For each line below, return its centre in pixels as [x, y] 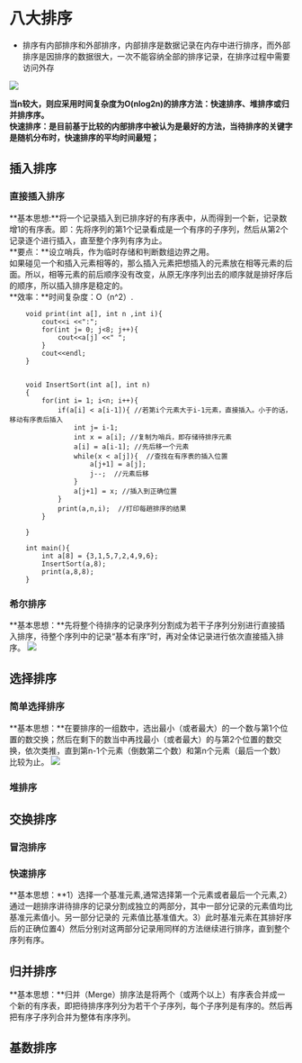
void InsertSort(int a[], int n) [88, 385]
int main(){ [48, 548]
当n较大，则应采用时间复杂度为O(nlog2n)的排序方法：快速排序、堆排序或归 [149, 104]
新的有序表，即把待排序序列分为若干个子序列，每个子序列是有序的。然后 [151, 1005]
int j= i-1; [96, 427]
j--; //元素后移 [120, 474]
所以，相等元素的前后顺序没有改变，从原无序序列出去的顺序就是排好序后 [159, 274]
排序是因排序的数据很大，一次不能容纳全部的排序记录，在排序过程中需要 [156, 56]
